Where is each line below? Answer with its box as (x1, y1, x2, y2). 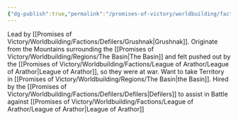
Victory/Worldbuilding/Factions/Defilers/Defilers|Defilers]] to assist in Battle (7, 90, 228, 98)
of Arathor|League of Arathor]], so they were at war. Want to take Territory (7, 67, 225, 76)
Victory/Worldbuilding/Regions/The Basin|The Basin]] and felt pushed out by (7, 52, 231, 61)
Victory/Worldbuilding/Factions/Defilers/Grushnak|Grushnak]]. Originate (7, 37, 218, 46)
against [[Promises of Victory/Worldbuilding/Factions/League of (7, 97, 193, 106)
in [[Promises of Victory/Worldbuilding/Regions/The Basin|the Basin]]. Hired (7, 75, 229, 83)
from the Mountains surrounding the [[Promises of (7, 44, 154, 53)
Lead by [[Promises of (7, 30, 72, 38)
